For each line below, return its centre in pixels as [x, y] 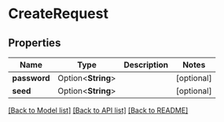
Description [146, 65]
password [31, 78]
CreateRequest [58, 14]
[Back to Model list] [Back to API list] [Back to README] [98, 110]
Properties [35, 43]
